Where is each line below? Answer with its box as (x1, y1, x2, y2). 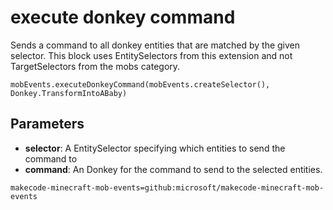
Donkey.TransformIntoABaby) (10, 88, 128, 98)
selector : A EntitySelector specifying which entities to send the (24, 142, 286, 154)
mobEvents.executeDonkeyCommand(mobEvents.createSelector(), (10, 79, 271, 90)
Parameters (10, 116, 85, 133)
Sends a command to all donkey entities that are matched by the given (10, 39, 301, 51)
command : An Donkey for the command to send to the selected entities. (24, 163, 323, 175)
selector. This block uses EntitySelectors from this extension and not (10, 49, 293, 61)
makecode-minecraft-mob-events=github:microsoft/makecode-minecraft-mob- (10, 182, 325, 193)
